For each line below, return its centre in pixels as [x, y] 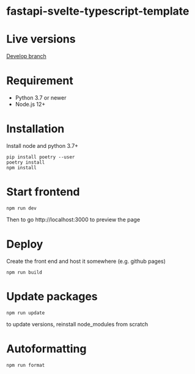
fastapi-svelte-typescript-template [98, 11]
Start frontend [43, 192]
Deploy [25, 244]
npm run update [26, 313]
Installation [35, 129]
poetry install [26, 163]
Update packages [52, 297]
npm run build [24, 272]
